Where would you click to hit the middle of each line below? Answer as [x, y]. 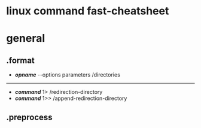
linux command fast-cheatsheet [88, 11]
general [26, 39]
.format [20, 60]
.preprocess [29, 117]
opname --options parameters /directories [68, 75]
